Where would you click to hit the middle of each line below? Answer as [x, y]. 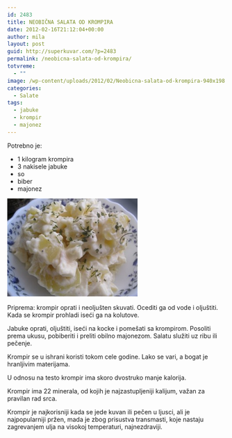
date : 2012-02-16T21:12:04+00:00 [56, 29]
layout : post [26, 44]
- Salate [26, 95]
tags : [15, 103]
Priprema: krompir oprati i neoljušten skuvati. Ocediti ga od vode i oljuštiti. [113, 307]
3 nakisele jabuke [42, 166]
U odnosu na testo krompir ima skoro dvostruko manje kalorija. [97, 377]
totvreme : [22, 66]
